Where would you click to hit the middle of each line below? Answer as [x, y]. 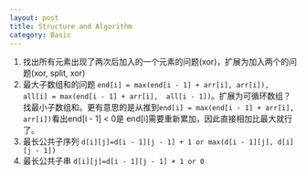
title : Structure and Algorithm [71, 26]
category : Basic [40, 35]
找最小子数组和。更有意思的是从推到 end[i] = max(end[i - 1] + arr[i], [158, 108]
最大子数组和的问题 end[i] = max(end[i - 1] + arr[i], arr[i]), [146, 85]
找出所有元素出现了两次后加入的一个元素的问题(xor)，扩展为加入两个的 [156, 62]
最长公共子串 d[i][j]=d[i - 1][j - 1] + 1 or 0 [113, 161]
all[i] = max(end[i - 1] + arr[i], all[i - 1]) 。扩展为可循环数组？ [157, 96]
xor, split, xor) [59, 73]
